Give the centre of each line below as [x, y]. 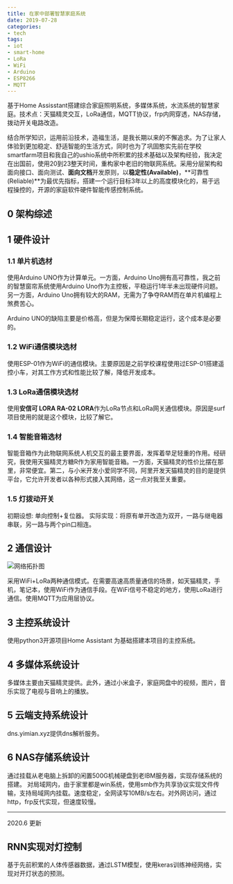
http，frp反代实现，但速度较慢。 [54, 801]
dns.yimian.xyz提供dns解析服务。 [55, 733]
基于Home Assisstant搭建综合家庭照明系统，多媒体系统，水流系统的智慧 [110, 106]
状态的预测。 [49, 874]
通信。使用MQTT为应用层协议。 [53, 598]
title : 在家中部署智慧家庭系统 [46, 14]
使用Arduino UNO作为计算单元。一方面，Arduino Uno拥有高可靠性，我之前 [114, 278]
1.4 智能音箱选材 [35, 437]
